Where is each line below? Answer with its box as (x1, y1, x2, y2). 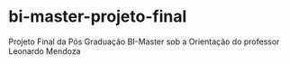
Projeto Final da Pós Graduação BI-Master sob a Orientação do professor (8, 36, 280, 47)
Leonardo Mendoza (8, 45, 81, 56)
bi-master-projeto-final (8, 6, 187, 27)
